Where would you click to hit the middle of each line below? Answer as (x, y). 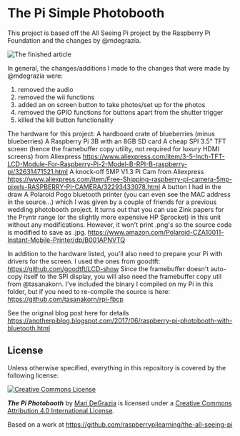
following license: (33, 375)
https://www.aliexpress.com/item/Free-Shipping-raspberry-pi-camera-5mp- (120, 179)
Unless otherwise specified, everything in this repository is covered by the (117, 367)
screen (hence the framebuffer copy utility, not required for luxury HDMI (114, 148)
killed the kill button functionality (66, 120)
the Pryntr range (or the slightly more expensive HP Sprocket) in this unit (114, 217)
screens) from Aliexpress (44, 156)
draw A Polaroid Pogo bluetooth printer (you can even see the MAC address (119, 194)
